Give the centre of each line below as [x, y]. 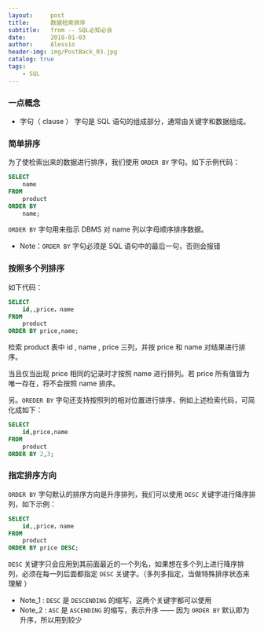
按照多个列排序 [37, 269]
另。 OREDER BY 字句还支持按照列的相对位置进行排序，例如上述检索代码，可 [128, 400]
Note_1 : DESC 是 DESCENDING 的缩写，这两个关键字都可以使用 [115, 601]
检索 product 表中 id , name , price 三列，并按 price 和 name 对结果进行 [123, 347]
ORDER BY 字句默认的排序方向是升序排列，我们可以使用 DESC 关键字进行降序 [128, 494]
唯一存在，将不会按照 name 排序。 [64, 384]
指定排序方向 [33, 476]
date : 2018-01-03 [47, 37]
